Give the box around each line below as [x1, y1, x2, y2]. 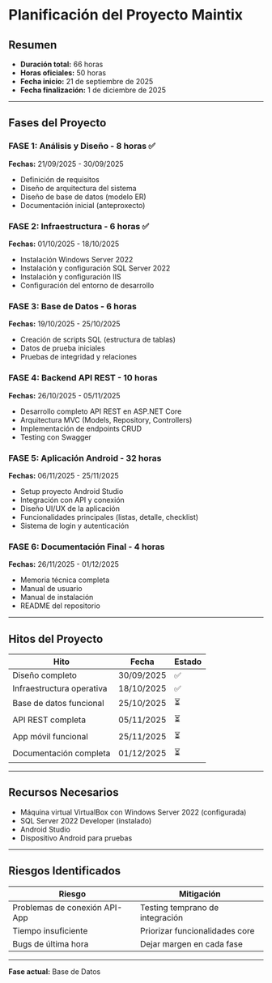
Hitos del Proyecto [8, 632, 104, 645]
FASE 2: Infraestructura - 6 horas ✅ [8, 220, 150, 232]
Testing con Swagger [19, 432, 91, 442]
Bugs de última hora [12, 938, 89, 949]
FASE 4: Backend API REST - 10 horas [8, 372, 158, 384]
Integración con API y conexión [19, 495, 125, 504]
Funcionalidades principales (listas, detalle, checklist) [19, 512, 199, 521]
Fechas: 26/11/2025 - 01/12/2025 [8, 560, 119, 569]
